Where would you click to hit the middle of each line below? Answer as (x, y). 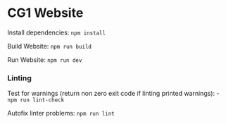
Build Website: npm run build (49, 46)
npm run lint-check (36, 100)
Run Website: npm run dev (45, 60)
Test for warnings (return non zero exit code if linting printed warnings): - (113, 94)
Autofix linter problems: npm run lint (61, 113)
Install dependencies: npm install (57, 32)
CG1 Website (45, 13)
